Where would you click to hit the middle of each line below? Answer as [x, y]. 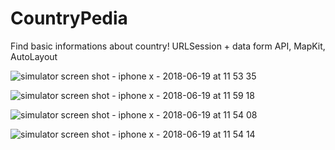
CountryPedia [69, 18]
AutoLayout [34, 56]
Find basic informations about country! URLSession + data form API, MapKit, [168, 46]
